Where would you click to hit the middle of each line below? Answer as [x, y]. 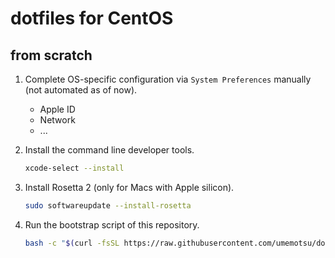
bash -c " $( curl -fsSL [72, 243]
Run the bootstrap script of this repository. [112, 224]
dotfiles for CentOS [92, 18]
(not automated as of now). [81, 90]
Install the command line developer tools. [109, 150]
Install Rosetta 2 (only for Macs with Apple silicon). [129, 187]
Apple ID [57, 109]
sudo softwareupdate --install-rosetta [108, 205]
